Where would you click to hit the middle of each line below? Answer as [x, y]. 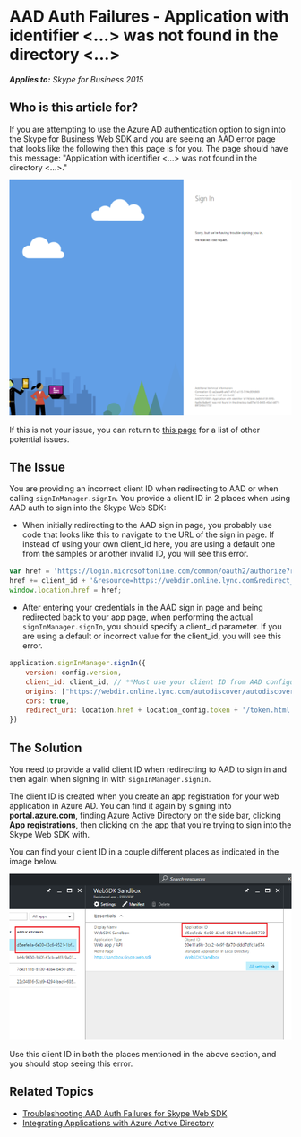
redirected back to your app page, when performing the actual [138, 617]
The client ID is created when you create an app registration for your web [144, 796]
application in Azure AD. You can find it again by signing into [120, 805]
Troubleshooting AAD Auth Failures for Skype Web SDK [125, 1113]
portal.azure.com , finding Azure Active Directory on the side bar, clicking [146, 815]
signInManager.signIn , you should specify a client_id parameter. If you [152, 627]
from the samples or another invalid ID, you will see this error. [135, 554]
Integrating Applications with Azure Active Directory [118, 1123]
